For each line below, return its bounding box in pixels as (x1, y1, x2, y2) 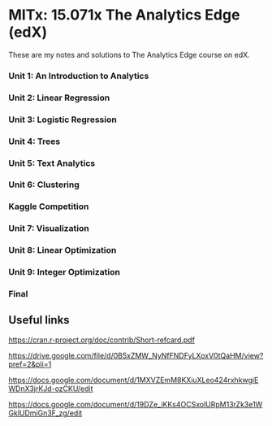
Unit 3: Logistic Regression (8, 114, 118, 125)
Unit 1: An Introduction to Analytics (8, 70, 149, 81)
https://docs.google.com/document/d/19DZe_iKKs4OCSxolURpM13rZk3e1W (8, 399, 263, 409)
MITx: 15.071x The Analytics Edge (8, 6, 240, 24)
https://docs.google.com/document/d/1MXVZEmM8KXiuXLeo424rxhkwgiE (8, 375, 259, 385)
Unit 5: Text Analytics (8, 157, 96, 168)
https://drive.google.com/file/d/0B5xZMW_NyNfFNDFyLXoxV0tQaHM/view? (8, 350, 264, 360)
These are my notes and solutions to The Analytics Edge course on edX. (8, 50, 250, 59)
